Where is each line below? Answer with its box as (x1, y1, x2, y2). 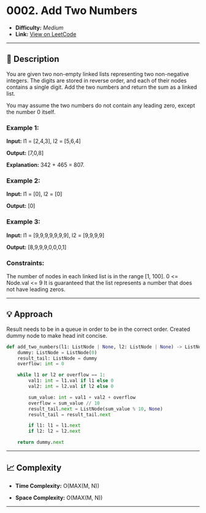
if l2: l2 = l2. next (28, 428, 81, 435)
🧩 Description (6, 54, 59, 64)
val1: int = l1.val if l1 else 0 (28, 378, 114, 384)
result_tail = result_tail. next (28, 411, 112, 417)
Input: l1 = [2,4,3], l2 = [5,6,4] (6, 137, 81, 145)
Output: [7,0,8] (6, 150, 44, 157)
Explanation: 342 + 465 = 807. (6, 161, 85, 169)
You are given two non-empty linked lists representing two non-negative (6, 70, 189, 77)
